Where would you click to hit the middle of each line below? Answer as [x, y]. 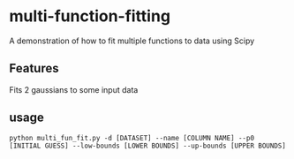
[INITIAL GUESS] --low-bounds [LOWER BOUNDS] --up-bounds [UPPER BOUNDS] [148, 146]
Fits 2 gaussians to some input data [74, 89]
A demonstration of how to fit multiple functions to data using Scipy [132, 41]
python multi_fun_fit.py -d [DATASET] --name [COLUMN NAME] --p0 [132, 138]
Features [34, 68]
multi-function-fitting [90, 16]
